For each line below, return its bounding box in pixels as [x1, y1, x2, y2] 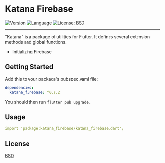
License [5, 139, 30, 148]
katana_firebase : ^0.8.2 [9, 90, 60, 95]
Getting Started [5, 63, 54, 71]
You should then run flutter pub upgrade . [5, 99, 90, 105]
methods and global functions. [5, 39, 67, 45]
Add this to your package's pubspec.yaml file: [5, 76, 98, 81]
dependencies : [5, 85, 34, 90]
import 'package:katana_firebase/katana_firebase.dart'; [5, 126, 124, 131]
